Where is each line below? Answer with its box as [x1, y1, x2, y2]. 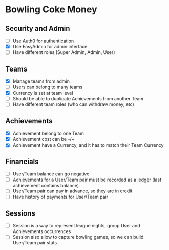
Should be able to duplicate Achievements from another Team [12, 96, 144, 102]
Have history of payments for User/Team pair [12, 194, 109, 200]
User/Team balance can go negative [12, 171, 90, 177]
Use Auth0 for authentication [12, 38, 74, 44]
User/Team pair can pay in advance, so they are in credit [12, 188, 133, 194]
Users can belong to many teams [12, 84, 83, 91]
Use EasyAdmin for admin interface [12, 44, 88, 50]
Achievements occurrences [12, 228, 71, 235]
